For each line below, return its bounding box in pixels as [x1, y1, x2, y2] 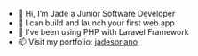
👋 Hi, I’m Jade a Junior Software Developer [17, 9, 176, 18]
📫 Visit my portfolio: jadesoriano [17, 37, 139, 47]
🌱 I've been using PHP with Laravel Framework [17, 27, 189, 37]
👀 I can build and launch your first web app [17, 17, 175, 28]
